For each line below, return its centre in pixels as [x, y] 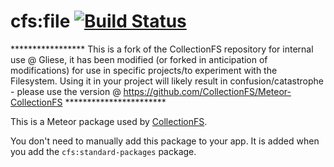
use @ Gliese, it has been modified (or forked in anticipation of [139, 59]
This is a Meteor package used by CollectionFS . [109, 121]
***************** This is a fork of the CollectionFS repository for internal [162, 49]
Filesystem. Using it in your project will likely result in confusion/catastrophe [167, 81]
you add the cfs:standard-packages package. [103, 151]
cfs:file [40, 21]
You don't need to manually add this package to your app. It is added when [165, 141]
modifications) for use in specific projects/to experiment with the [144, 70]
